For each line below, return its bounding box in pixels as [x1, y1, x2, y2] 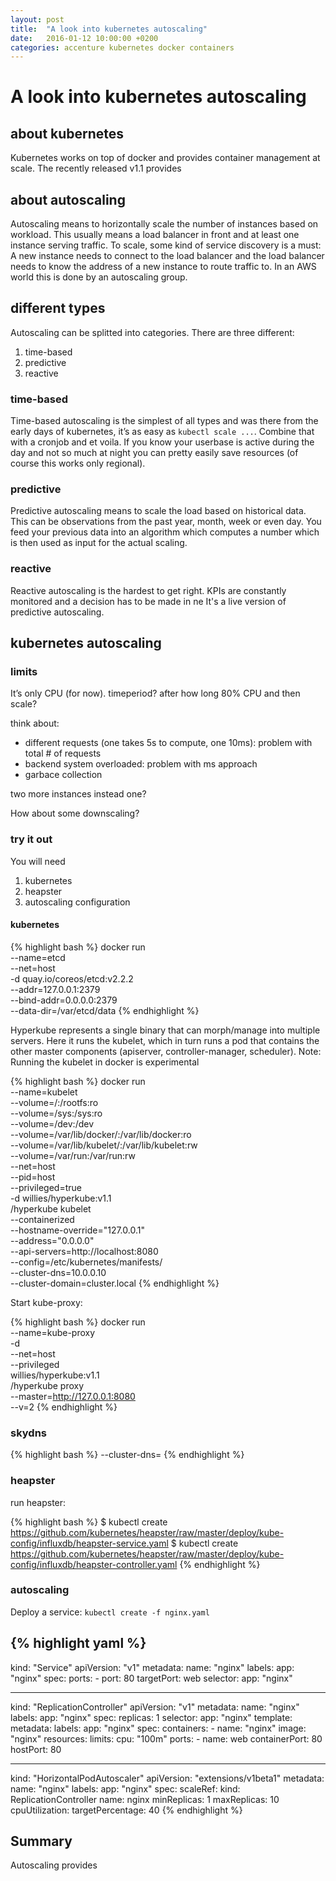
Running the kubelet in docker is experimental [10, 1056, 200, 1068]
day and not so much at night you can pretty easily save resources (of [10, 447, 299, 459]
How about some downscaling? [10, 807, 140, 820]
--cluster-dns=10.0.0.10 [10, 1266, 107, 1278]
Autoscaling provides [10, 1859, 98, 1871]
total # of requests [24, 747, 102, 760]
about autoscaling [10, 191, 126, 208]
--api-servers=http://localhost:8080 [10, 1245, 159, 1257]
